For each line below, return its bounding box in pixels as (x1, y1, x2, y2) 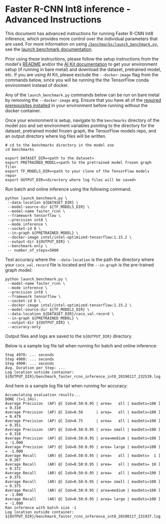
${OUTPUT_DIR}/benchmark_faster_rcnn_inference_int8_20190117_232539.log (5, 374, 161, 379)
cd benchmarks (5, 147, 35, 152)
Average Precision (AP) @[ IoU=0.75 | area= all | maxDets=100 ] (5, 418, 161, 423)
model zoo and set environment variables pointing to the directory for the (5, 123, 155, 129)
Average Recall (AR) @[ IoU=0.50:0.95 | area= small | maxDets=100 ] (5, 479, 161, 484)
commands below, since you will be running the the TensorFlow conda (5, 77, 149, 83)
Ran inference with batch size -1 (5, 505, 77, 510)
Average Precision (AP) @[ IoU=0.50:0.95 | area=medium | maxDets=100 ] (5, 436, 161, 441)
